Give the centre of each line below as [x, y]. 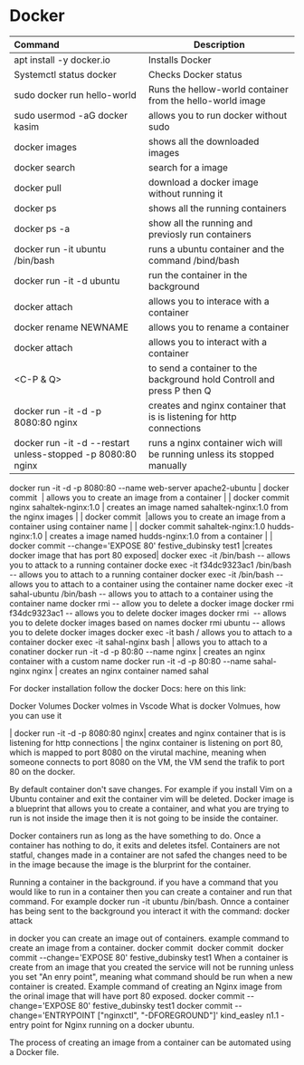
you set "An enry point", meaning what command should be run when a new [151, 976]
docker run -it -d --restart [72, 442]
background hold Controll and [212, 379]
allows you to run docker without [218, 115]
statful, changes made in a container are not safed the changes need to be [148, 855]
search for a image [188, 167]
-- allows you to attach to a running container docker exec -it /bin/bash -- [147, 574]
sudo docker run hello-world [76, 94]
